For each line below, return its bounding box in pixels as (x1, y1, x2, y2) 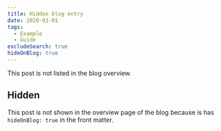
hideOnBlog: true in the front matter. (7, 116, 114, 124)
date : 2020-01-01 (7, 17, 59, 24)
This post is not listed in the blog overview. (7, 68, 132, 77)
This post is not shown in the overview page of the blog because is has (7, 108, 215, 116)
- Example (13, 30, 42, 37)
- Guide (13, 37, 37, 44)
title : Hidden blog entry (7, 10, 83, 18)
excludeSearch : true (7, 43, 68, 50)
